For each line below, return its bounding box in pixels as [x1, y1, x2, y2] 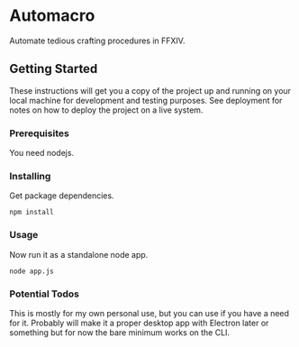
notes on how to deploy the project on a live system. [9, 105, 204, 115]
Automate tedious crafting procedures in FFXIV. [9, 35, 186, 46]
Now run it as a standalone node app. [9, 249, 149, 260]
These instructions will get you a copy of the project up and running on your [9, 85, 291, 96]
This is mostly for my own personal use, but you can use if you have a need [9, 307, 290, 318]
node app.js [9, 267, 54, 276]
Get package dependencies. [9, 190, 114, 201]
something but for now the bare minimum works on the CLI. [9, 326, 231, 338]
